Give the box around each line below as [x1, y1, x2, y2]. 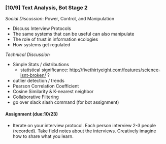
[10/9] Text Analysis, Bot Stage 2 [5, 4, 88, 11]
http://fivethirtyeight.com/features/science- [69, 67, 161, 73]
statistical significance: [20, 67, 69, 73]
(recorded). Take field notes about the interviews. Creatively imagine [12, 128, 156, 134]
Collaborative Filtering [12, 94, 59, 100]
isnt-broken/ [20, 72, 47, 78]
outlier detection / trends [12, 78, 65, 84]
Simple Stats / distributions [12, 62, 70, 68]
